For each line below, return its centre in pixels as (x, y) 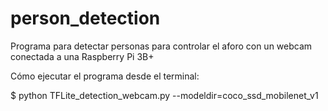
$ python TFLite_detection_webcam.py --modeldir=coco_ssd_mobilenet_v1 (164, 95)
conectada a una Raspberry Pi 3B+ (82, 56)
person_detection (85, 18)
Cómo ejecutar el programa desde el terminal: (105, 76)
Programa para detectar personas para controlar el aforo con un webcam (161, 46)
